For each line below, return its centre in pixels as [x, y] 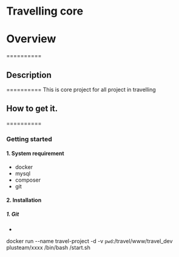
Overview [31, 39]
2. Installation [24, 200]
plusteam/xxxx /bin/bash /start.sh [49, 248]
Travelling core [45, 11]
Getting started [29, 139]
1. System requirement [35, 154]
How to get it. [32, 108]
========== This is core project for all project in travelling [81, 89]
